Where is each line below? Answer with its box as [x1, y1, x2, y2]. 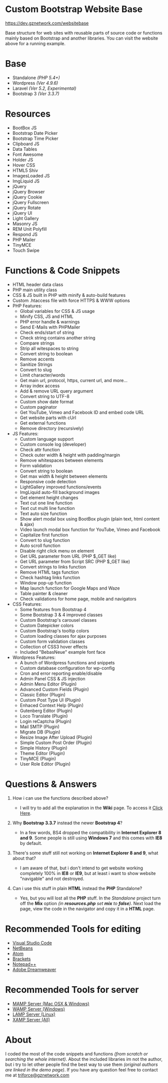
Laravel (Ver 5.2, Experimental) [12, 85, 76, 91]
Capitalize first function [19, 531, 68, 537]
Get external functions [19, 420, 66, 426]
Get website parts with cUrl [19, 415, 76, 421]
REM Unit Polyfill [12, 226, 47, 232]
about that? [12, 855, 36, 861]
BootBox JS [12, 124, 37, 131]
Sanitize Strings [19, 361, 52, 367]
